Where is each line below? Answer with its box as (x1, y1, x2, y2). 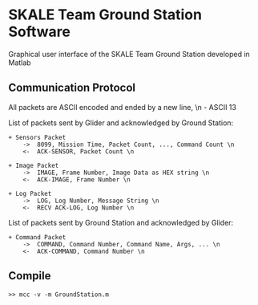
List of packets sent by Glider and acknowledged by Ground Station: (8, 118, 234, 128)
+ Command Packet (8, 233, 67, 242)
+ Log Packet (8, 189, 52, 197)
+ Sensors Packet (8, 133, 67, 141)
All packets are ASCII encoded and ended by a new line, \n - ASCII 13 (8, 102, 236, 112)
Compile (8, 269, 51, 283)
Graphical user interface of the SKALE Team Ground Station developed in (8, 49, 250, 59)
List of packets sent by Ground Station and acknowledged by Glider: (8, 218, 234, 227)
